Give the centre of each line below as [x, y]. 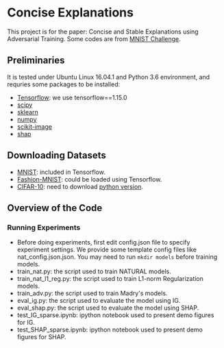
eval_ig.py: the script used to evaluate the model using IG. [99, 301]
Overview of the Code [55, 208]
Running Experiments [44, 227]
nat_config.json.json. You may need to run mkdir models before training [117, 257]
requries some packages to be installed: [64, 84]
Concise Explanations [70, 13]
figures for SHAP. [41, 337]
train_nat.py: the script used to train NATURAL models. [94, 271]
